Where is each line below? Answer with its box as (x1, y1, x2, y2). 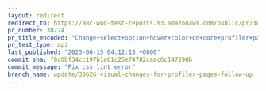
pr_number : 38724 (7, 26, 65, 34)
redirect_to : (7, 19, 51, 27)
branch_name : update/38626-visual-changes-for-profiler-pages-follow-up (7, 70, 253, 78)
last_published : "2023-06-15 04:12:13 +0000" (7, 48, 160, 56)
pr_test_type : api (7, 41, 68, 49)
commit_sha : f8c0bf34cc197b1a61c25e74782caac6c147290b (7, 56, 193, 64)
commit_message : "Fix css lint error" (7, 63, 136, 71)
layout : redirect (7, 11, 65, 20)
